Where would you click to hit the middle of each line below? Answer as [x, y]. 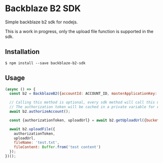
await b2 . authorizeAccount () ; [40, 112]
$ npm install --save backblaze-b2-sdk [45, 63]
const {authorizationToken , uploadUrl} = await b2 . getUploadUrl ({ [78, 120]
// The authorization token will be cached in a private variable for [82, 107]
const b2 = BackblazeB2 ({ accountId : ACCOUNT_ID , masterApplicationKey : [83, 94]
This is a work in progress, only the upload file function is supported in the [79, 31]
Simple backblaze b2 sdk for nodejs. [41, 22]
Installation [22, 52]
